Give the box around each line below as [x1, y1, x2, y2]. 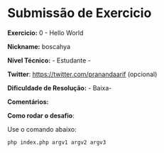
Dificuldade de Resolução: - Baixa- [7, 83, 112, 92]
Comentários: [7, 97, 49, 106]
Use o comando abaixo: [7, 125, 77, 133]
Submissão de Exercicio [7, 5, 152, 21]
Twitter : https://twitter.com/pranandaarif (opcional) [7, 70, 158, 78]
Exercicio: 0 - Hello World [7, 28, 84, 37]
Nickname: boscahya [7, 42, 71, 51]
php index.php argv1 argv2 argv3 [7, 139, 106, 146]
